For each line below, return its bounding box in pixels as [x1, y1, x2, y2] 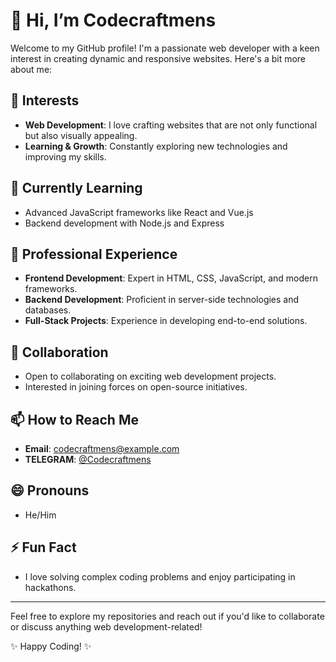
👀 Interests [10, 92, 80, 109]
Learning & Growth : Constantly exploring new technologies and [24, 140, 288, 152]
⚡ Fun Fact [10, 539, 77, 556]
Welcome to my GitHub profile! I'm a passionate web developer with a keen [10, 42, 320, 54]
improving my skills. [24, 150, 107, 163]
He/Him [24, 509, 57, 521]
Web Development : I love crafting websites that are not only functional [24, 119, 318, 131]
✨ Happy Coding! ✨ [10, 640, 92, 652]
